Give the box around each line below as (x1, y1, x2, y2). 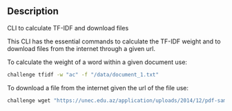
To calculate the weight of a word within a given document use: (7, 58, 188, 66)
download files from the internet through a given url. (7, 44, 155, 52)
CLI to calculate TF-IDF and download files (7, 23, 129, 32)
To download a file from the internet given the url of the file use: (7, 83, 188, 92)
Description (7, 6, 59, 17)
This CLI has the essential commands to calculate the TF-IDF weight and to (7, 37, 221, 46)
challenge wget (7, 97, 51, 104)
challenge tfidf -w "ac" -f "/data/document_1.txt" (7, 71, 159, 78)
